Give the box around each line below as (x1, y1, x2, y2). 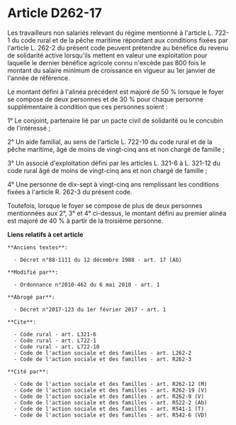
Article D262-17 (7, 5, 103, 21)
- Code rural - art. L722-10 (13, 343, 100, 351)
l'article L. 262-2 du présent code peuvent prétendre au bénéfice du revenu (7, 43, 229, 52)
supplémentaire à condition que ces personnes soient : (7, 102, 168, 111)
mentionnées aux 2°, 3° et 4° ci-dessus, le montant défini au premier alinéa (7, 209, 227, 217)
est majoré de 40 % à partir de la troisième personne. (7, 216, 164, 225)
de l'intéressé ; (7, 123, 51, 132)
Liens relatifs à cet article (7, 230, 84, 238)
